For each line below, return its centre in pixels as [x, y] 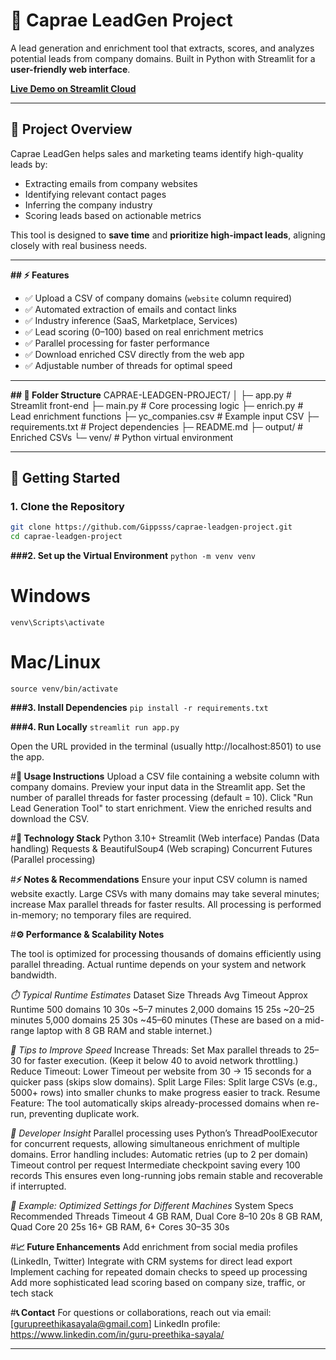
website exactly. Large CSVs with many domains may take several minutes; [165, 894]
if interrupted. [38, 1186]
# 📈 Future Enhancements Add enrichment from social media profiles [154, 1247]
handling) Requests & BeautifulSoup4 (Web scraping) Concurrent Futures [161, 849]
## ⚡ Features [40, 275]
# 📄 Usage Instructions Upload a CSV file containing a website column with [165, 776]
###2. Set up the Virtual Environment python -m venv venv [133, 556]
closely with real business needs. [79, 245]
